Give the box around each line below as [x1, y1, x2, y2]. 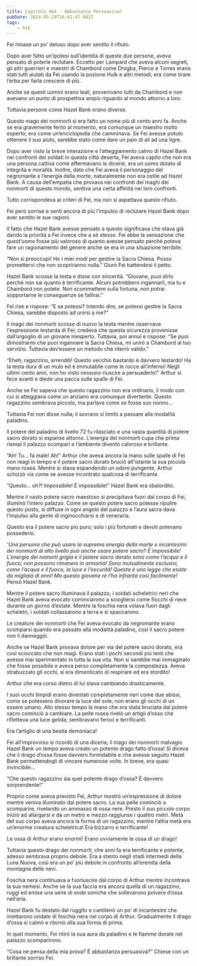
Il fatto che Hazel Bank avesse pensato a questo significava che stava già [6, 225, 184, 232]
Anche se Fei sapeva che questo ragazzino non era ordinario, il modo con [6, 387, 185, 394]
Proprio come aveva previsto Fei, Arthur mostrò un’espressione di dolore [6, 792, 182, 800]
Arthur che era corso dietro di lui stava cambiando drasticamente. [6, 680, 166, 687]
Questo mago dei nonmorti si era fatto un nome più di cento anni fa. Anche [6, 118, 187, 125]
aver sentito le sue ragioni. [6, 214, 71, 221]
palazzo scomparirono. [6, 937, 62, 944]
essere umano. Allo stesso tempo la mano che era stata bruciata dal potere [6, 704, 188, 711]
